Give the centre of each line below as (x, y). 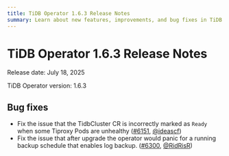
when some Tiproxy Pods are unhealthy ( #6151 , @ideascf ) (99, 131)
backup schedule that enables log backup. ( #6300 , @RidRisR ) (105, 146)
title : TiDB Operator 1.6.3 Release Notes (69, 13)
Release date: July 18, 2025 (46, 73)
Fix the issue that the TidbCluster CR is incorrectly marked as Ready (112, 124)
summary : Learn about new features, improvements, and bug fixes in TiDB (115, 20)
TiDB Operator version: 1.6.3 (47, 86)
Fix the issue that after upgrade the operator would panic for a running (117, 138)
